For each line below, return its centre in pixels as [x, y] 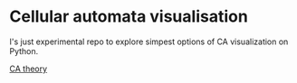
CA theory [29, 69]
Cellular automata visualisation [129, 17]
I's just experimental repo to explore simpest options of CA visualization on [149, 41]
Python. [24, 51]
